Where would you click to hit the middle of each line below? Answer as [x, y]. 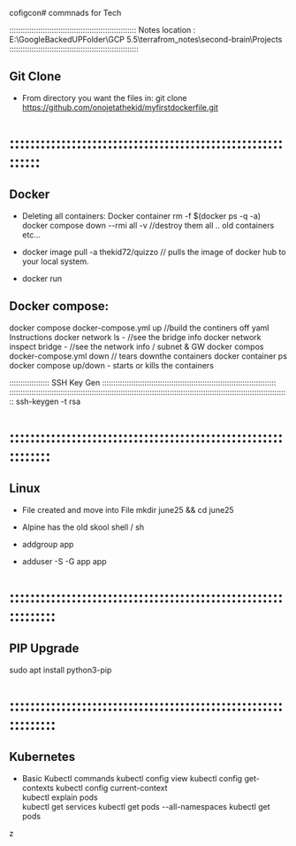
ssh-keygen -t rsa [49, 401]
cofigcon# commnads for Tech [65, 13]
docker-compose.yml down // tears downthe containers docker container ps [148, 356]
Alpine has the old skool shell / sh [83, 527]
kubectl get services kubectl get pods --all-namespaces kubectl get [146, 806]
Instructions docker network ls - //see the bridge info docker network [136, 337]
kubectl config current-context [112, 788]
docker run [42, 278]
